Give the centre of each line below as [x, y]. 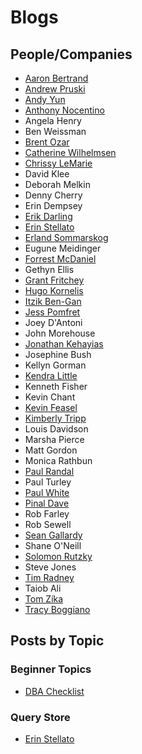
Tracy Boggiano [57, 609]
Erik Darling [48, 216]
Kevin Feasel [51, 407]
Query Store [40, 717]
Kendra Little [51, 375]
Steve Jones [50, 567]
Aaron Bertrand [56, 78]
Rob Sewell [48, 524]
